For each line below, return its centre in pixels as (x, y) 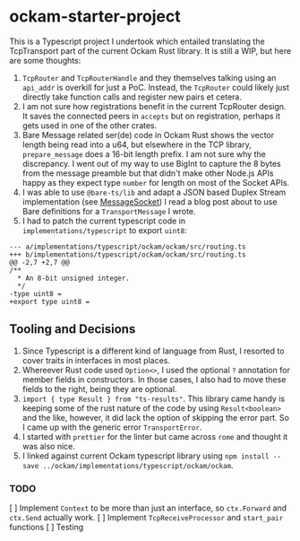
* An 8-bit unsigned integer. (73, 278)
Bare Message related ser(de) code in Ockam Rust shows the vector (148, 135)
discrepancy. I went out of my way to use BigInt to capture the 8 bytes (151, 163)
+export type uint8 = (50, 301)
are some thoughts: (45, 60)
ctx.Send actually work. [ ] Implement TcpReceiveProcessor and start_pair (146, 518)
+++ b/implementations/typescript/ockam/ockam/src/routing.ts (128, 254)
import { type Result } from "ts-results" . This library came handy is (153, 398)
